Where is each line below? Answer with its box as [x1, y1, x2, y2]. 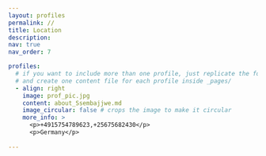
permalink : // [8, 19, 55, 27]
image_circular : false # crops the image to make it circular [22, 106, 232, 114]
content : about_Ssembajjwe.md [22, 99, 123, 107]
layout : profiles [8, 11, 66, 20]
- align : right [15, 84, 66, 92]
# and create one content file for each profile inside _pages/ [15, 76, 232, 85]
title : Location [8, 26, 62, 34]
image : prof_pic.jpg [22, 91, 90, 99]
